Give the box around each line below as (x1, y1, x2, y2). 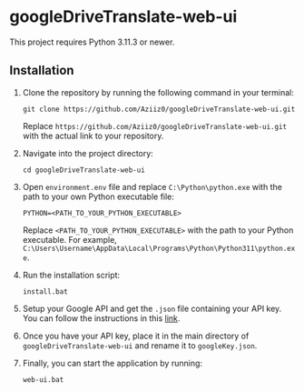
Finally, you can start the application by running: (22, 357, 202, 368)
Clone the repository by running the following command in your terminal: (22, 86, 295, 97)
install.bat (22, 286, 68, 297)
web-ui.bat (22, 375, 64, 384)
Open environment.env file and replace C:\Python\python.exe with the (22, 181, 283, 192)
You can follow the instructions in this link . (22, 312, 181, 324)
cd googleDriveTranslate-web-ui (22, 166, 145, 175)
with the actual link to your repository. (22, 130, 164, 141)
